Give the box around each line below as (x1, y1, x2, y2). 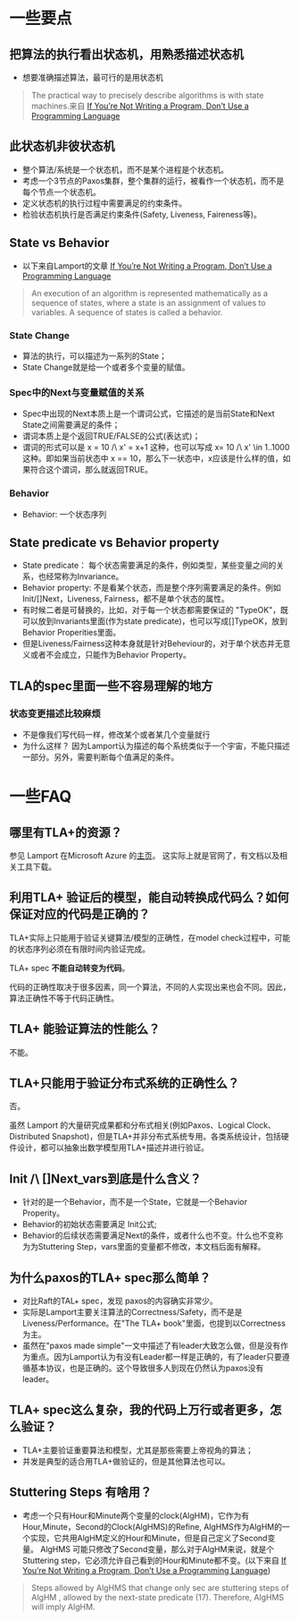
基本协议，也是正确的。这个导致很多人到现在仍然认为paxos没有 (29, 1362, 264, 1374)
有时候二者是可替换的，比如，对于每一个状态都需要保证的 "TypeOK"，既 (21, 605, 288, 616)
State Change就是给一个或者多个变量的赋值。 (21, 362, 190, 372)
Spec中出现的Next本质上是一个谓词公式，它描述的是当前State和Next (21, 408, 275, 419)
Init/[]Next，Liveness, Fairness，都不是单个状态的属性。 (21, 593, 230, 604)
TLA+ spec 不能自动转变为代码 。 (9, 962, 130, 973)
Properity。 (21, 1207, 65, 1218)
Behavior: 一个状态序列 (21, 508, 107, 519)
